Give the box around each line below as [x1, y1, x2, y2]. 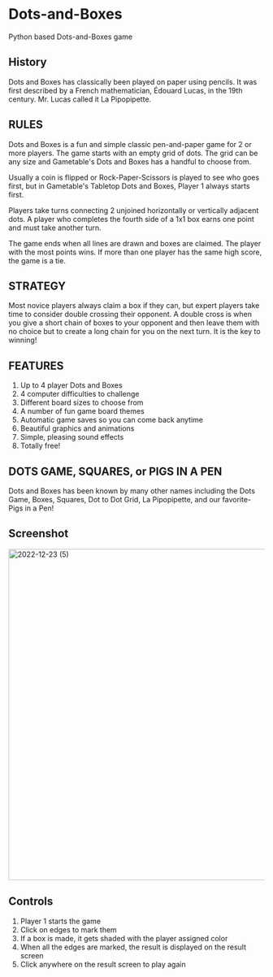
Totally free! [19, 441, 61, 451]
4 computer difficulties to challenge [19, 389, 140, 399]
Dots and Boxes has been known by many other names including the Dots [8, 486, 256, 496]
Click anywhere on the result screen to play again [19, 959, 186, 969]
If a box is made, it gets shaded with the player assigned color [19, 933, 228, 943]
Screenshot [8, 527, 69, 541]
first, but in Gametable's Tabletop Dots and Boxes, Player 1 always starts [8, 180, 250, 191]
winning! [8, 335, 37, 345]
